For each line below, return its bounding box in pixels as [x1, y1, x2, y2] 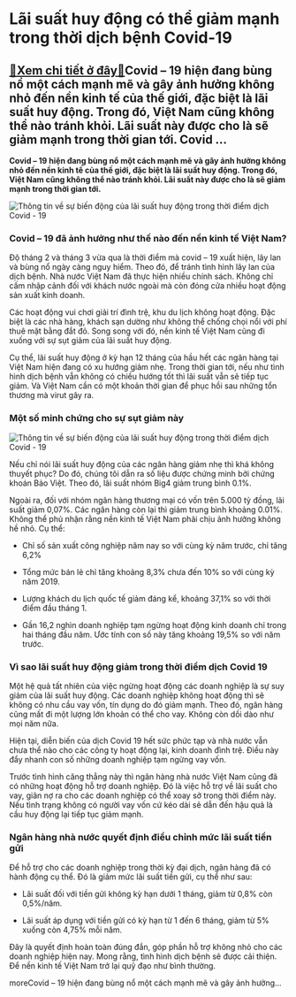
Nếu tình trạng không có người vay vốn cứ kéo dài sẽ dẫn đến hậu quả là [9, 799, 274, 809]
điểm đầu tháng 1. [21, 602, 87, 613]
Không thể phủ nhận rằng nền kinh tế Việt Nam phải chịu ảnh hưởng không [9, 513, 281, 524]
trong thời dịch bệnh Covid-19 [9, 27, 232, 48]
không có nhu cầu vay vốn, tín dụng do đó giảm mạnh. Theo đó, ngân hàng [9, 699, 283, 709]
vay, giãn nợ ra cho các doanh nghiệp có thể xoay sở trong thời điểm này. [9, 790, 277, 801]
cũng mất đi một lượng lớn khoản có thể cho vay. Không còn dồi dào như [9, 709, 274, 719]
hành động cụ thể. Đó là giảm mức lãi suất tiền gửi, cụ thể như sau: [9, 871, 253, 882]
